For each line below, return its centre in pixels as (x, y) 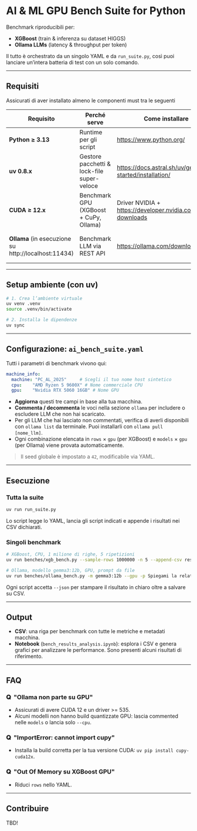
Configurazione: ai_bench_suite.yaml (75, 349)
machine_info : (23, 374)
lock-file (91, 171)
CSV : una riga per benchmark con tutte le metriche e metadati (90, 631)
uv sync (16, 325)
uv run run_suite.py (31, 509)
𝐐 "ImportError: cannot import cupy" (61, 738)
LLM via (90, 246)
